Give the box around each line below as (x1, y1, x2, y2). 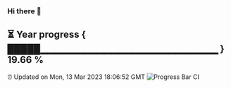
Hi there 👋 (7, 6, 42, 16)
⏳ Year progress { (7, 29, 87, 41)
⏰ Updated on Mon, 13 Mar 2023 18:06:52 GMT (7, 73, 146, 81)
